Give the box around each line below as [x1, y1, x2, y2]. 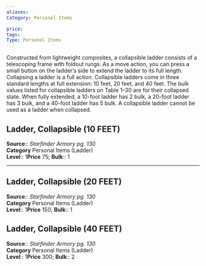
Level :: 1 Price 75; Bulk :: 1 [6, 153, 71, 160]
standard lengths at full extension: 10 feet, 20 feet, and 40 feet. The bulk [6, 80, 189, 88]
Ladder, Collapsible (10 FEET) [6, 124, 121, 134]
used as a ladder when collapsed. [6, 106, 91, 113]
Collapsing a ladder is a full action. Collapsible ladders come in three [6, 74, 180, 81]
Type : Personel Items [6, 37, 62, 44]
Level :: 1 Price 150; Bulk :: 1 [6, 206, 72, 213]
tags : [6, 31, 20, 37]
